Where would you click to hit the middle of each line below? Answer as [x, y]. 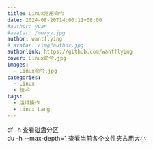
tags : [15, 97]
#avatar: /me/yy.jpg [37, 33]
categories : [24, 77]
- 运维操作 [27, 103]
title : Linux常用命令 [36, 13]
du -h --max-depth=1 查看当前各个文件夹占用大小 [77, 138]
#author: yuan [27, 26]
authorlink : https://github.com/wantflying [70, 52]
